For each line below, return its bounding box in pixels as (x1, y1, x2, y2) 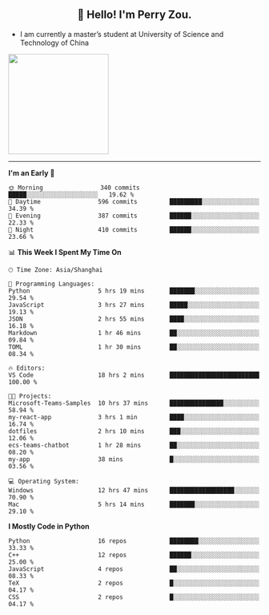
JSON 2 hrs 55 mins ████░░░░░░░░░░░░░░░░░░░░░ (8, 314, 260, 323)
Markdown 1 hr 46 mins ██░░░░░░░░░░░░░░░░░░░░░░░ (8, 329, 260, 337)
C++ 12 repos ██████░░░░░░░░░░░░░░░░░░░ (8, 551, 260, 559)
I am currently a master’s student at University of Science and (19, 29, 224, 38)
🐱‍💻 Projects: (8, 392, 52, 400)
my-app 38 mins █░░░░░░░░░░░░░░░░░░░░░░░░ (8, 455, 260, 463)
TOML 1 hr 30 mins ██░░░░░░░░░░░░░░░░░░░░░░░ (8, 342, 260, 351)
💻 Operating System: (8, 477, 80, 485)
